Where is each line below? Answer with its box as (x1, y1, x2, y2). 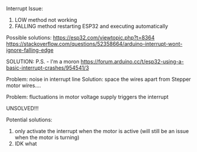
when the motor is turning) (14, 134, 80, 141)
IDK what (14, 140, 37, 147)
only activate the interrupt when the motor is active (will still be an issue (14, 128, 189, 134)
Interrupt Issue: (6, 5, 43, 12)
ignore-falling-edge (6, 47, 54, 54)
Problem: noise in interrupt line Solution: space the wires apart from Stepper (6, 76, 191, 82)
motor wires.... (6, 82, 41, 89)
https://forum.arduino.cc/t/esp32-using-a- (80, 58, 184, 65)
